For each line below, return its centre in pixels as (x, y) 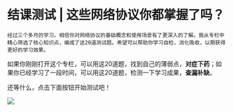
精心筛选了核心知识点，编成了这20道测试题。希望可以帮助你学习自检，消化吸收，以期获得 (116, 42)
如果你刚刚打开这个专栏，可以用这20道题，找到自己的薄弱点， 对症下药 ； (112, 63)
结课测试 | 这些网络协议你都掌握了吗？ (116, 15)
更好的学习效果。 (28, 50)
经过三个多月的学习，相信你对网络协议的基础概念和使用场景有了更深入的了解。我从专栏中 (116, 35)
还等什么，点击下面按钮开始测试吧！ (59, 87)
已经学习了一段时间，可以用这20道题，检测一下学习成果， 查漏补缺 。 (118, 72)
